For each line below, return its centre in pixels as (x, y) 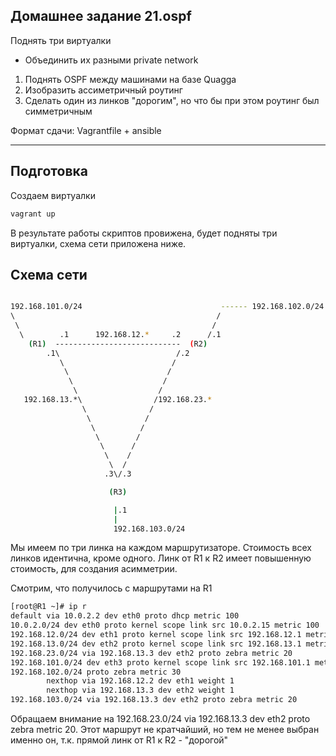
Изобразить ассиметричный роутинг (103, 90)
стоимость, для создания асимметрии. (94, 569)
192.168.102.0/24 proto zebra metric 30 (96, 672)
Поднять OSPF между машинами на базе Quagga (130, 79)
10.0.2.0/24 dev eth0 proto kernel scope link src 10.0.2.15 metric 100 (165, 625)
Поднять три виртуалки (61, 40)
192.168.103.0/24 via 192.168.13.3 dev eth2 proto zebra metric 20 (154, 700)
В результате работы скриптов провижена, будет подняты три (144, 233)
